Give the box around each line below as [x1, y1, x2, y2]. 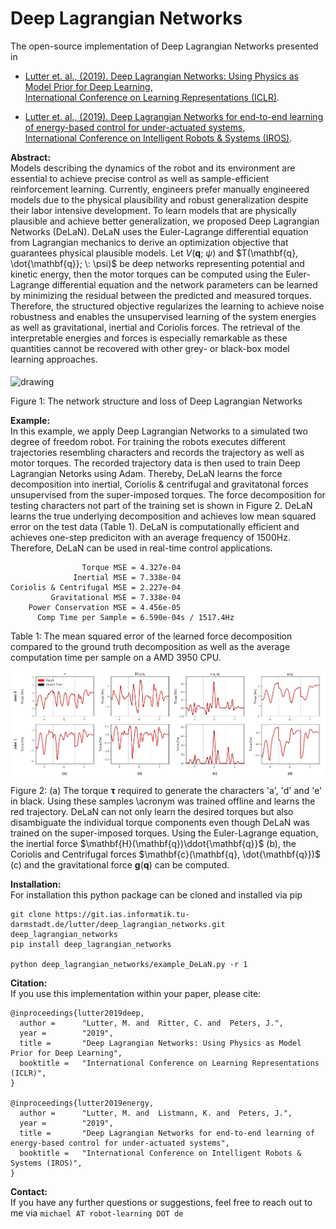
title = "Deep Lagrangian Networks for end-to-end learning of [19, 1128, 315, 1139]
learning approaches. [10, 353, 98, 365]
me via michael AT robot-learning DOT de [10, 1207, 184, 1219]
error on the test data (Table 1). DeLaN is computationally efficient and [10, 521, 300, 533]
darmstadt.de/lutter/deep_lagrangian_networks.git [10, 920, 226, 930]
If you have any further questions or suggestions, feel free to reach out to [10, 1197, 313, 1209]
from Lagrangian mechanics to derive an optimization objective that [10, 236, 289, 248]
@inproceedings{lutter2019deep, [10, 1008, 145, 1019]
